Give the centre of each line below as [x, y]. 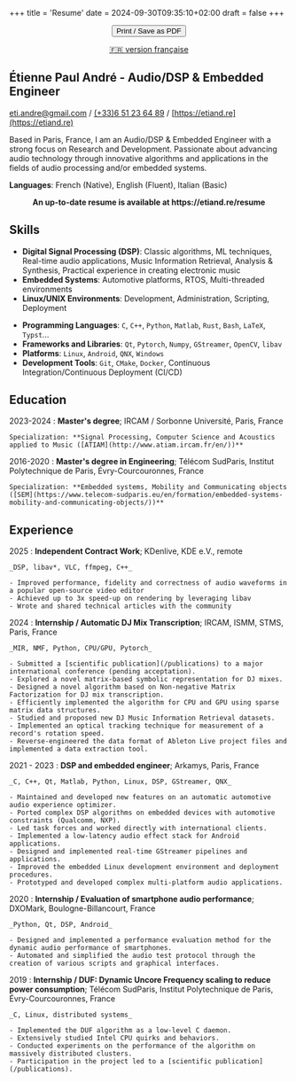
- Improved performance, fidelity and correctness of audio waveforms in [148, 583]
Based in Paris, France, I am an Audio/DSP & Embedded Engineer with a [140, 139]
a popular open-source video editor [77, 591]
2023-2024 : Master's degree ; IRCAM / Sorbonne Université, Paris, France [146, 421]
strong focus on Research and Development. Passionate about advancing [143, 149]
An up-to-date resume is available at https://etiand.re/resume [149, 202]
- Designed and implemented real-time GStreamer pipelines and [129, 852]
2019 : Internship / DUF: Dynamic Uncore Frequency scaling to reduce [140, 980]
